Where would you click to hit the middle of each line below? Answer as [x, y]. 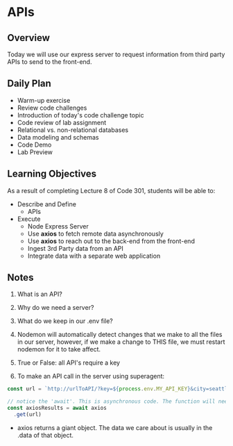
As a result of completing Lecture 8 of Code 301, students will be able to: [111, 190]
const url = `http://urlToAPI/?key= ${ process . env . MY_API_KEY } [99, 389]
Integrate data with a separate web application [94, 256]
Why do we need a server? [55, 308]
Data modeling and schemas [58, 137]
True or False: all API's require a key [68, 363]
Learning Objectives [52, 174]
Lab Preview [35, 152]
